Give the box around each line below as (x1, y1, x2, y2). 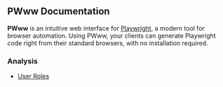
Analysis (7, 56, 39, 65)
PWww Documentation (7, 6, 110, 17)
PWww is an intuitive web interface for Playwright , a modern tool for (7, 24, 205, 32)
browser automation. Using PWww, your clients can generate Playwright (7, 31, 216, 40)
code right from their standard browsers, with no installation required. (7, 38, 208, 47)
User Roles (17, 72, 50, 81)
